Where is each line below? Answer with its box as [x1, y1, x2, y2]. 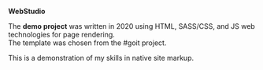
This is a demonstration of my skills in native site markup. [8, 54, 194, 62]
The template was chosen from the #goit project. [8, 38, 167, 47]
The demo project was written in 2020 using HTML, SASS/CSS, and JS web [8, 22, 256, 30]
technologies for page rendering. [8, 30, 116, 39]
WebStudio [8, 7, 46, 16]
